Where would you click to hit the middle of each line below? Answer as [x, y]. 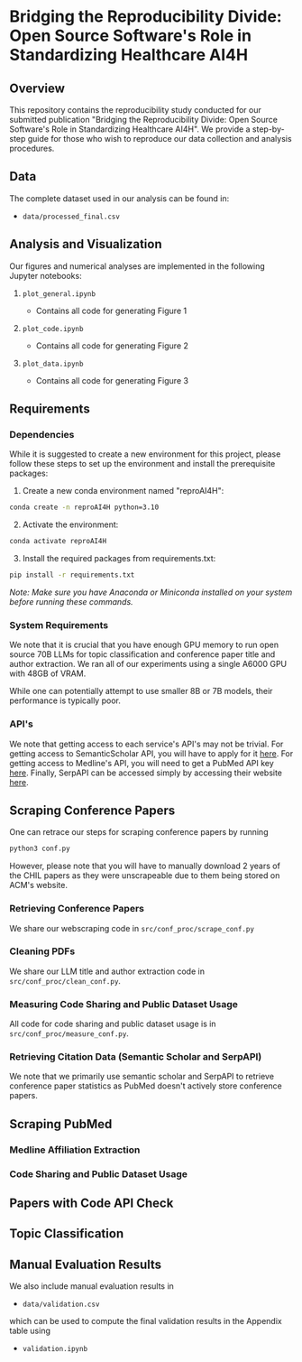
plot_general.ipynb [59, 294]
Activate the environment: [70, 524]
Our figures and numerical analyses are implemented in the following [137, 266]
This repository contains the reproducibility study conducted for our [135, 110]
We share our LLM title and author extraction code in [107, 971]
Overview [37, 88]
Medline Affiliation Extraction [75, 1150]
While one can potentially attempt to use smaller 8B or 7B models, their [141, 691]
